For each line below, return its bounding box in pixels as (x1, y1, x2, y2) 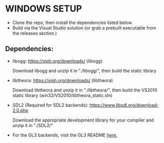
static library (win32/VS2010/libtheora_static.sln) (12, 92, 113, 98)
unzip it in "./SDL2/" (12, 122, 53, 128)
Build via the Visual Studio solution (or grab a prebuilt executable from (12, 24, 157, 30)
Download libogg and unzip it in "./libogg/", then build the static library (12, 67, 157, 73)
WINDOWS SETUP (5, 3, 82, 14)
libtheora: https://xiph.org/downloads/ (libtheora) (12, 77, 113, 83)
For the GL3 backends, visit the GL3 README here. (12, 132, 118, 138)
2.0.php (12, 107, 28, 113)
